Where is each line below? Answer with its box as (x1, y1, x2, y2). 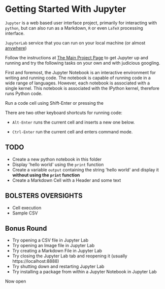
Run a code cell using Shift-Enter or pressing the (5, 100, 104, 106)
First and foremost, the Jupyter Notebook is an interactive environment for (5, 69, 156, 75)
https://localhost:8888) (12, 258, 59, 264)
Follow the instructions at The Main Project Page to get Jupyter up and (5, 54, 149, 60)
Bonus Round (5, 224, 47, 233)
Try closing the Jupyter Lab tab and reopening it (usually (12, 253, 128, 259)
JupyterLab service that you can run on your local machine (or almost (5, 40, 146, 45)
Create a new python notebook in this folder (12, 156, 102, 162)
